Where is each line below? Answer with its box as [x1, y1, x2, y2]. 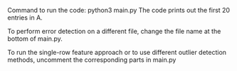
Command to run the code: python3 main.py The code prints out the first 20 [7, 6, 230, 14]
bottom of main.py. [7, 34, 63, 43]
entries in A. [7, 13, 43, 22]
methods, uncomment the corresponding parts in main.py [7, 56, 177, 64]
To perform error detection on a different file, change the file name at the [7, 27, 221, 35]
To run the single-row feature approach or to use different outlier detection [7, 49, 226, 56]
